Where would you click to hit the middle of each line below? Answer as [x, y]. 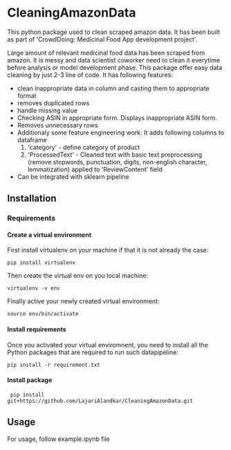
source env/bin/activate [43, 314]
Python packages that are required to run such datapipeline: [93, 352]
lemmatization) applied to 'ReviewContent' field [95, 169]
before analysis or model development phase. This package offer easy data [115, 67]
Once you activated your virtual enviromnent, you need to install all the [108, 345]
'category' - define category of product [84, 147]
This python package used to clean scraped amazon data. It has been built [113, 32]
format [27, 96]
